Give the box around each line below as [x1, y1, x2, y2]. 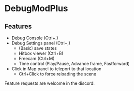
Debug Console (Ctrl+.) [11, 35, 59, 41]
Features [4, 22, 32, 30]
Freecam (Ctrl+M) [18, 56, 55, 61]
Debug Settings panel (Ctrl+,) [11, 40, 71, 46]
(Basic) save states [18, 45, 57, 51]
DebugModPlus [4, 3, 68, 14]
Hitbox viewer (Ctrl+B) [18, 50, 64, 56]
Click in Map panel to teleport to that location [11, 66, 102, 72]
